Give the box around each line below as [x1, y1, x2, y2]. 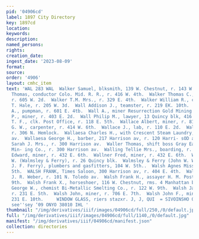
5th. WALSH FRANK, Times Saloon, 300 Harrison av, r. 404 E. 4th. [11, 168, 182, 175]
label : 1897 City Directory [6, 14, 76, 20]
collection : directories [6, 224, 68, 230]
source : [6, 69, 25, 75]
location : [6, 25, 31, 31]
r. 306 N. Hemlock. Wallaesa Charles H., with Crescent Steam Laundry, [11, 130, 195, 136]
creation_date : [6, 53, 44, 59]
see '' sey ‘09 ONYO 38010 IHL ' [11, 202, 89, 208]
